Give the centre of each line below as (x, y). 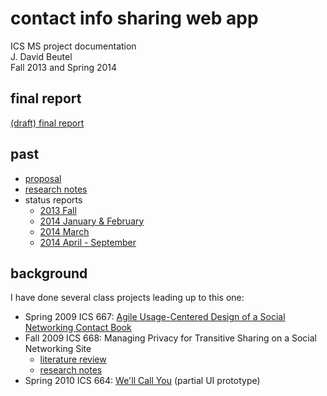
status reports (53, 199)
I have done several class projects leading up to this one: (127, 298)
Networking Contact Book (78, 328)
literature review (73, 359)
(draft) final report (47, 123)
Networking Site (58, 349)
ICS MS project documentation (73, 46)
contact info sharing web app (134, 18)
